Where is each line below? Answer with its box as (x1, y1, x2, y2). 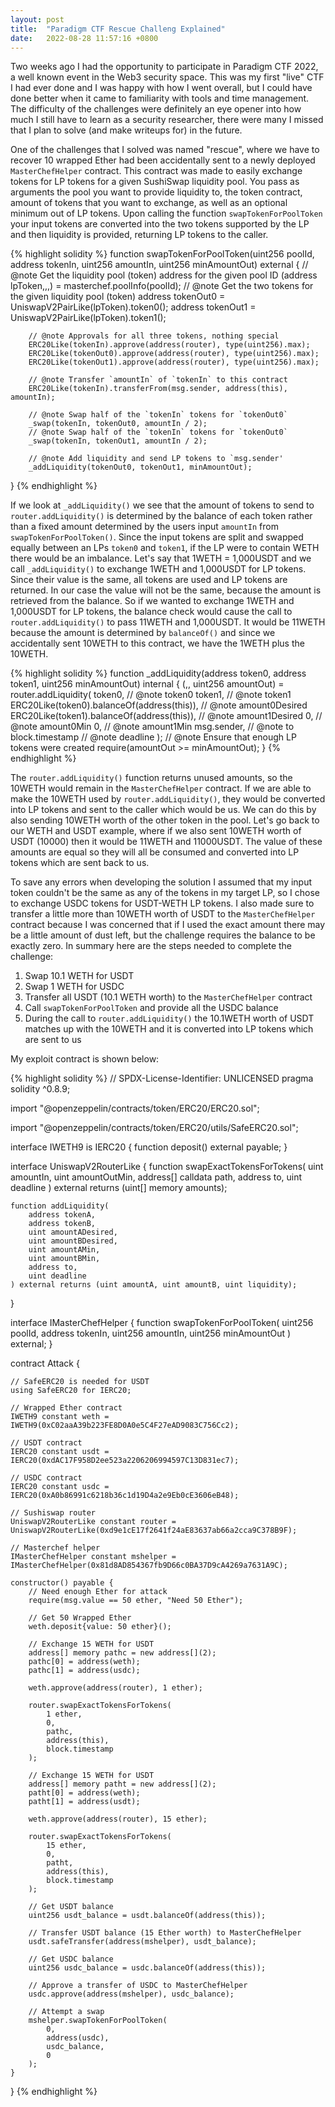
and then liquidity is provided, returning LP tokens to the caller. (10, 229, 269, 241)
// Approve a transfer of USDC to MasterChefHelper (28, 1981, 248, 1991)
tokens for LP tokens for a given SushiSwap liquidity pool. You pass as (10, 176, 300, 188)
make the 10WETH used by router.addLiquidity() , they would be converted (10, 793, 326, 805)
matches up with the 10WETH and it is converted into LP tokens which (24, 1023, 314, 1035)
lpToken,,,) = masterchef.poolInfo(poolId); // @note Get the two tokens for (10, 280, 314, 292)
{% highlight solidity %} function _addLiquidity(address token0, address (10, 667, 307, 680)
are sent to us (24, 1034, 82, 1046)
